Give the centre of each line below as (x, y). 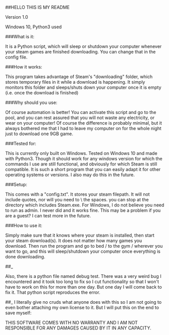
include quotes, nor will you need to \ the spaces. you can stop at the (77, 200)
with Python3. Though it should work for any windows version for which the (84, 159)
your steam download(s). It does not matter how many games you (74, 241)
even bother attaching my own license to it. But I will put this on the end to (82, 308)
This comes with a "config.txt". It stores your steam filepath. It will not (77, 194)
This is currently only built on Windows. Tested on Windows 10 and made (81, 153)
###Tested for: (21, 144)
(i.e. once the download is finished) (42, 93)
